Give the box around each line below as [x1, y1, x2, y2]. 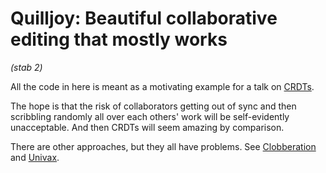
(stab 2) [10, 61, 43, 73]
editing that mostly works [10, 28, 228, 51]
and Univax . [10, 151, 60, 163]
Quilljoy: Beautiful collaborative [10, 7, 278, 30]
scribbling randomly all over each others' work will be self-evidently [10, 110, 290, 122]
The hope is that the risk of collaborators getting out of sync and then [10, 100, 297, 112]
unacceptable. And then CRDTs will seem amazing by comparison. [10, 121, 285, 133]
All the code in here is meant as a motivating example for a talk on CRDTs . [10, 80, 315, 92]
